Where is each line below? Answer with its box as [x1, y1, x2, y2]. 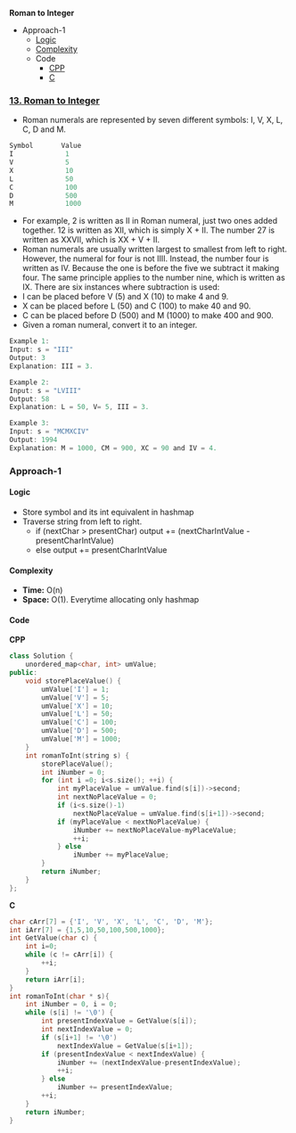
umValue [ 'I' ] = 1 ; [41, 685, 110, 694]
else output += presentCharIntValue [35, 544, 168, 555]
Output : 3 [9, 354, 46, 363]
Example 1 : [9, 337, 50, 346]
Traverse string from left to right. [21, 516, 143, 527]
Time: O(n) [21, 585, 63, 595]
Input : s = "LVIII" [9, 386, 82, 395]
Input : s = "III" [9, 345, 74, 355]
